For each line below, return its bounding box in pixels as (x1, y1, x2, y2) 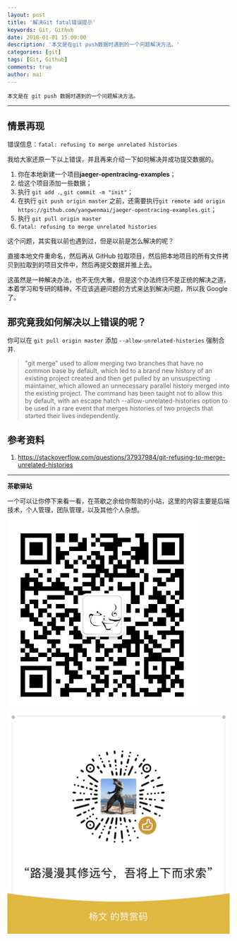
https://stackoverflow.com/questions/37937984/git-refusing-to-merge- (17, 453, 226, 462)
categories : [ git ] (7, 49, 61, 56)
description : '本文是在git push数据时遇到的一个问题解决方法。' (7, 41, 180, 49)
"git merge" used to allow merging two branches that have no (24, 359, 204, 367)
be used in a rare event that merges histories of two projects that (24, 404, 214, 413)
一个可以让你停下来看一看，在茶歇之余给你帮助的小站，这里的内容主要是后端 (7, 497, 230, 505)
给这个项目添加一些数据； (17, 179, 92, 187)
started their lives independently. (24, 412, 121, 420)
